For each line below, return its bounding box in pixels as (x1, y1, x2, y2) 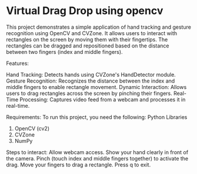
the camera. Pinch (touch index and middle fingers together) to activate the (6, 155, 189, 162)
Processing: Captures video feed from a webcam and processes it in (19, 95, 186, 103)
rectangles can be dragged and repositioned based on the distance (6, 42, 169, 49)
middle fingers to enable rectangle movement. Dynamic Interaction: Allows (6, 83, 187, 90)
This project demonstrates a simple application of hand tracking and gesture (6, 23, 191, 30)
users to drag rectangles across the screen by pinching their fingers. (6, 90, 172, 97)
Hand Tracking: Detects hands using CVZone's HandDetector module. (6, 71, 176, 78)
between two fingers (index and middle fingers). (6, 48, 123, 55)
